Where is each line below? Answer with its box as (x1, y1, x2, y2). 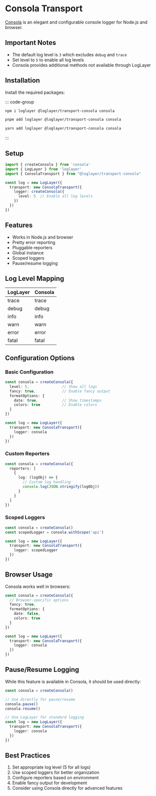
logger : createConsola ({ (14, 189, 65, 194)
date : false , (14, 611, 41, 616)
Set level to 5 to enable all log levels (12, 57, 84, 63)
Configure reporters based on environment (12, 775, 99, 781)
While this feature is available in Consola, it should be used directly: (5, 678, 141, 685)
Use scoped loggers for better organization (12, 769, 99, 775)
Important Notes (5, 39, 56, 47)
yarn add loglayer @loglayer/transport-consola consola (5, 126, 121, 131)
